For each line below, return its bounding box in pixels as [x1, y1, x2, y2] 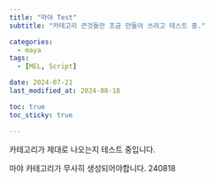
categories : [9, 37, 53, 46]
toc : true [9, 102, 46, 111]
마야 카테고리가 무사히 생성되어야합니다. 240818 [9, 162, 176, 173]
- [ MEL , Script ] [17, 62, 77, 71]
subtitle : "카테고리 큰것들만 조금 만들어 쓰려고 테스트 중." [9, 21, 206, 30]
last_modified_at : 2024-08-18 [9, 86, 121, 95]
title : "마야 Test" [9, 12, 78, 22]
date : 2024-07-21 [9, 78, 73, 87]
